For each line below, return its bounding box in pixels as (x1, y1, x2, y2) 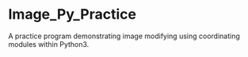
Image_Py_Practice (8, 5, 137, 23)
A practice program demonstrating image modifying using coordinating (8, 31, 240, 41)
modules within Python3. (8, 39, 90, 48)
